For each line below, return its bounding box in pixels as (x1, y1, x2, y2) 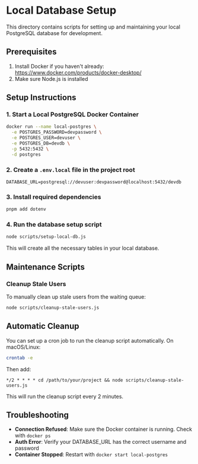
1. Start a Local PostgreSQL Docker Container (6, 111, 139, 119)
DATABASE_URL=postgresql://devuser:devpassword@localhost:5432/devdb (6, 179, 182, 185)
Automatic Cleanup (6, 321, 79, 331)
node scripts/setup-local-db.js (6, 234, 86, 240)
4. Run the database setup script (6, 221, 102, 229)
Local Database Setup (6, 4, 117, 17)
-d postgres (11, 151, 41, 158)
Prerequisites (6, 47, 57, 57)
